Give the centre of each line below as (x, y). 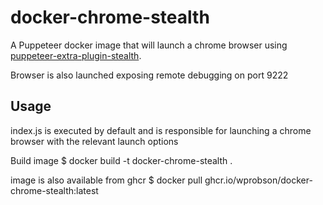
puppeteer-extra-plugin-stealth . (76, 55)
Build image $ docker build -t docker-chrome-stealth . (121, 160)
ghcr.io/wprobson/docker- (258, 180)
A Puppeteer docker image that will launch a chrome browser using (149, 45)
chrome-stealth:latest (54, 190)
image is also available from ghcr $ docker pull (106, 180)
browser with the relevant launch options (94, 141)
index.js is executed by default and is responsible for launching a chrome (161, 130)
